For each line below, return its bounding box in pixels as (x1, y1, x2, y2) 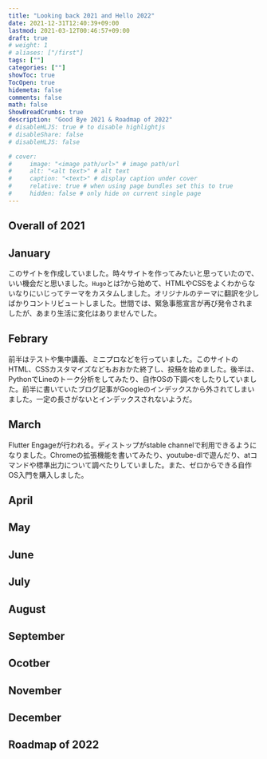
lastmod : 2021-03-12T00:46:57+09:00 (8, 26, 130, 34)
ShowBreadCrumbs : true (8, 109, 84, 117)
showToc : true (8, 71, 56, 79)
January (8, 246, 51, 260)
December (8, 711, 62, 725)
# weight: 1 (8, 42, 48, 50)
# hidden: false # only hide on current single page (8, 189, 202, 197)
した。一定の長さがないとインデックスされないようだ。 (14, 394, 197, 403)
